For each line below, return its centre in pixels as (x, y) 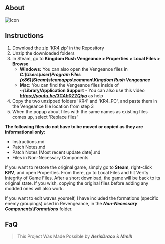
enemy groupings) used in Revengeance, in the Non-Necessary (71, 203)
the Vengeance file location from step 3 (53, 106)
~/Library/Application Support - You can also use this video (82, 90)
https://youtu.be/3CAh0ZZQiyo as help (61, 96)
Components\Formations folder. (39, 209)
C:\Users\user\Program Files (50, 74)
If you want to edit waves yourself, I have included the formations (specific (82, 198)
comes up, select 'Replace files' (45, 117)
